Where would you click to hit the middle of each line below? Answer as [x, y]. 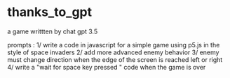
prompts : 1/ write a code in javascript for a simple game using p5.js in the [114, 45]
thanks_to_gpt [50, 12]
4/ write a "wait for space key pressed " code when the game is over [107, 67]
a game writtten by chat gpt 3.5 [53, 31]
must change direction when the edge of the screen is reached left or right [115, 59]
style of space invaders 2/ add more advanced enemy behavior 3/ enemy [113, 52]
